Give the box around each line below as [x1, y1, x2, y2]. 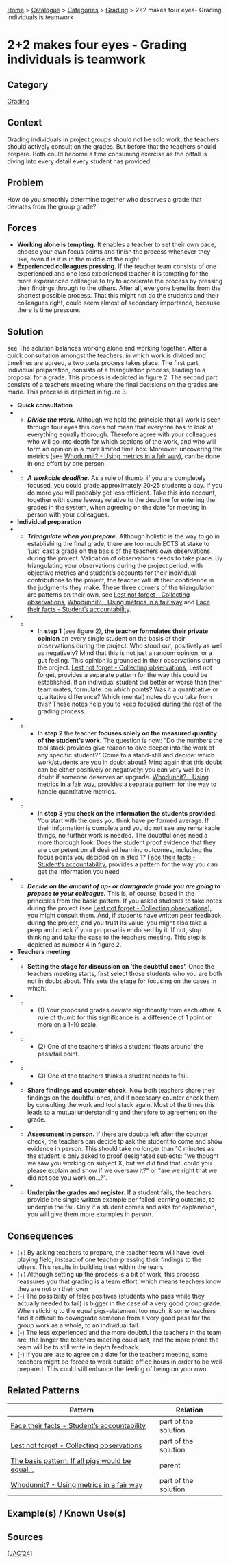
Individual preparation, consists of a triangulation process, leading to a [7, 366, 206, 375]
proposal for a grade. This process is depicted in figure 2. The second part [7, 373, 218, 381]
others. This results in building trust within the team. [16, 1263, 164, 1271]
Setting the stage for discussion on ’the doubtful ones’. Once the [27, 962, 214, 971]
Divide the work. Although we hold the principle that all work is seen [27, 416, 221, 424]
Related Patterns [7, 1385, 80, 1397]
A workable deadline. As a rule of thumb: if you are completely [27, 474, 207, 482]
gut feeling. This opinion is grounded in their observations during [37, 656, 221, 665]
